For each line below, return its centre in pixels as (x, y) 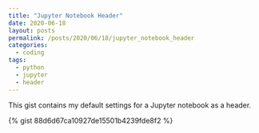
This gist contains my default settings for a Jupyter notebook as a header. (130, 105)
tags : (17, 61)
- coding (30, 53)
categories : (28, 45)
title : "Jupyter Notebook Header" (66, 16)
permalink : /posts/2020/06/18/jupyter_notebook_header (102, 38)
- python (30, 68)
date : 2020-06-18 (37, 23)
